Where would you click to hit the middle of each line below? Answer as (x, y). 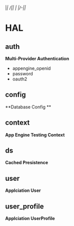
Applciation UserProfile (30, 218)
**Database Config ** (28, 107)
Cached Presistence (27, 163)
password (23, 74)
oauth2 (20, 79)
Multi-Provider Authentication (37, 59)
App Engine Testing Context (35, 135)
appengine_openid (31, 68)
